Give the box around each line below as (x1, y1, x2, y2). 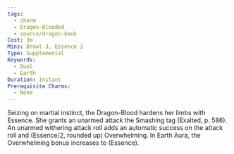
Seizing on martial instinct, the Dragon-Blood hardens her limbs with (7, 109, 206, 117)
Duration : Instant (7, 76, 61, 83)
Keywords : (7, 57, 37, 64)
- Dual (13, 63, 33, 70)
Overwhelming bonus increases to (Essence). (7, 138, 140, 147)
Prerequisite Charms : (7, 83, 71, 90)
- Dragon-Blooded (13, 23, 65, 30)
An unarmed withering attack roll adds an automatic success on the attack (7, 124, 223, 132)
